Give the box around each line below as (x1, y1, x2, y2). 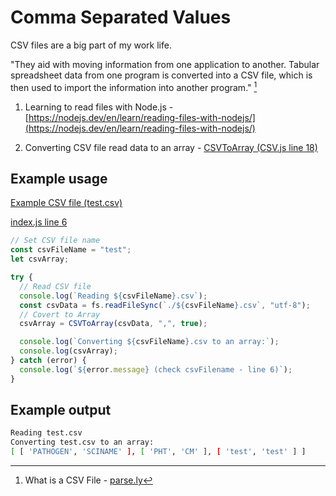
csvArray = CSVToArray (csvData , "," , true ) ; (19, 319, 208, 329)
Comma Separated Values (10, 6, 232, 29)
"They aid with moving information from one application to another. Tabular (10, 58, 320, 70)
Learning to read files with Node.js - (24, 101, 174, 113)
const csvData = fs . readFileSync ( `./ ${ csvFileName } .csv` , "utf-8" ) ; (19, 300, 311, 310)
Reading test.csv (10, 428, 83, 438)
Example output (10, 402, 112, 419)
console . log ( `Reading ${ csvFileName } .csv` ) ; (19, 291, 208, 301)
